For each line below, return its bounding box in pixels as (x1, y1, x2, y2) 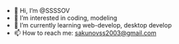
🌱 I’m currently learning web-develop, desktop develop (13, 21, 172, 29)
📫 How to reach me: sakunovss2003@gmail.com (13, 29, 157, 37)
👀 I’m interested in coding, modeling (13, 14, 118, 22)
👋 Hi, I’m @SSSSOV (13, 7, 70, 14)
